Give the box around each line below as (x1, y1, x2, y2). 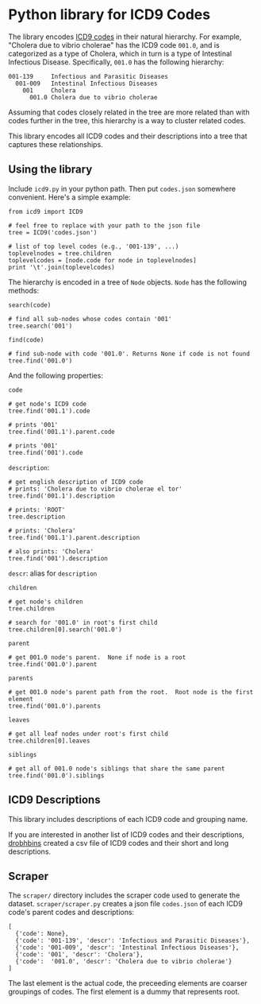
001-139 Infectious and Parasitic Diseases (8, 72, 169, 80)
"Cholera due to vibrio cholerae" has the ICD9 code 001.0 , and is (8, 40, 220, 49)
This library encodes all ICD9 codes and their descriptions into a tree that (8, 131, 248, 141)
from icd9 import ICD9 (8, 207, 83, 215)
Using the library (8, 163, 93, 176)
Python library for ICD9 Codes (8, 6, 211, 24)
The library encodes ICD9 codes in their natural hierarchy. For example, (8, 32, 242, 41)
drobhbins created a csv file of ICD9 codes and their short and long (8, 838, 229, 847)
